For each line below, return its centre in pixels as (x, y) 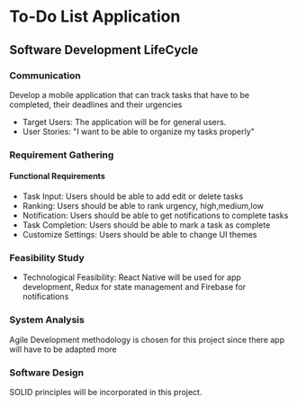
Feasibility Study (47, 257)
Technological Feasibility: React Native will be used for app (131, 277)
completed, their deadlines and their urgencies (96, 104)
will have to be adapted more (63, 349)
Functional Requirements (57, 176)
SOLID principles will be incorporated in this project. (106, 392)
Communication (45, 76)
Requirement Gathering (62, 155)
